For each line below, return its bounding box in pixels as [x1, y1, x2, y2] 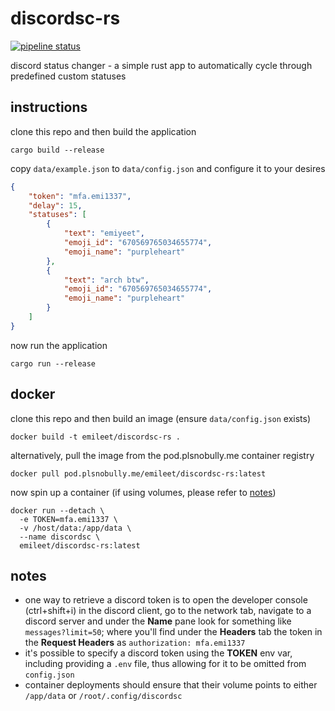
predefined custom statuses [10, 70, 127, 82]
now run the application [10, 339, 108, 351]
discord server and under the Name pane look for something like [24, 615, 292, 627]
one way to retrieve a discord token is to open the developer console [24, 594, 308, 606]
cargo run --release [10, 358, 97, 369]
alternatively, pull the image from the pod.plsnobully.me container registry [10, 449, 315, 461]
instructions [10, 99, 88, 116]
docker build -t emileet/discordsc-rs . [10, 432, 182, 442]
